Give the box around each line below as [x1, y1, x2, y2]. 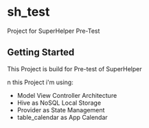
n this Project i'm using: [7, 78, 73, 86]
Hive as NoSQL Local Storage [16, 99, 102, 107]
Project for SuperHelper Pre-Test [7, 27, 100, 35]
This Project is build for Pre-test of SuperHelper [7, 64, 142, 73]
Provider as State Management [16, 105, 105, 114]
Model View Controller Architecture [16, 91, 117, 99]
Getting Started [7, 47, 75, 58]
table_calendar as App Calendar [16, 113, 108, 121]
